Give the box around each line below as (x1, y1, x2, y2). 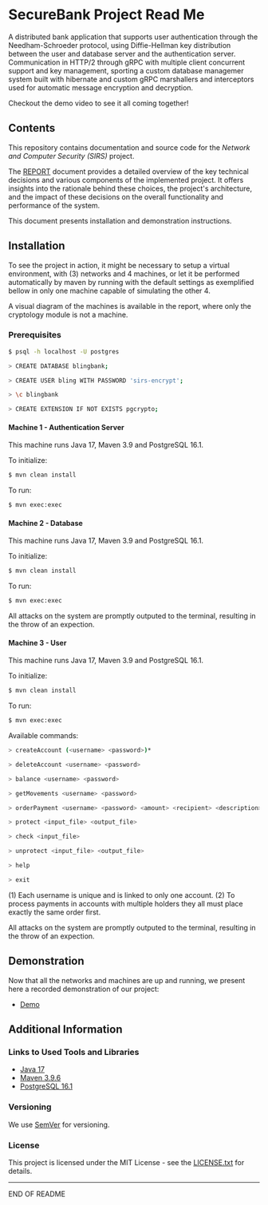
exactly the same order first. (8, 907, 101, 917)
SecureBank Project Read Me (8, 6, 205, 24)
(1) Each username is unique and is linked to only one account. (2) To (8, 890, 235, 899)
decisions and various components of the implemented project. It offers (8, 175, 244, 184)
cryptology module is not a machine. (8, 310, 128, 319)
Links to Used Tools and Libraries (8, 1046, 140, 1057)
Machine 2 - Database (8, 518, 84, 527)
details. (8, 1166, 33, 1175)
